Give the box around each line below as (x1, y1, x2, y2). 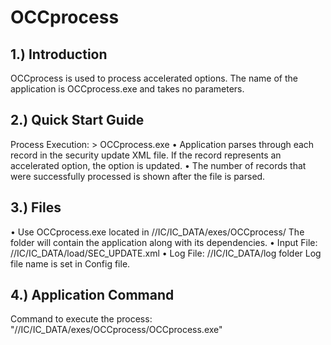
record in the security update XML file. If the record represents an (10, 149, 282, 161)
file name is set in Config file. (10, 257, 131, 270)
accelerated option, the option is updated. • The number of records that (10, 159, 307, 171)
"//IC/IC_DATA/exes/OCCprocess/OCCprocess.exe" (10, 324, 223, 336)
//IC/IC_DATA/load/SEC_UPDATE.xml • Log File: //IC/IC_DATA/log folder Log (10, 247, 322, 259)
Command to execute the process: (10, 313, 153, 325)
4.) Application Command (10, 287, 175, 304)
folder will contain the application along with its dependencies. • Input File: (10, 236, 318, 248)
